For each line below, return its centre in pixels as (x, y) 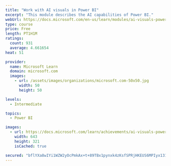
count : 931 (21, 43)
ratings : (15, 39)
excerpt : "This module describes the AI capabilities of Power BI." (79, 15)
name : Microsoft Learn (34, 67)
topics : (13, 113)
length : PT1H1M (21, 34)
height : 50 (30, 90)
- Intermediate (26, 104)
